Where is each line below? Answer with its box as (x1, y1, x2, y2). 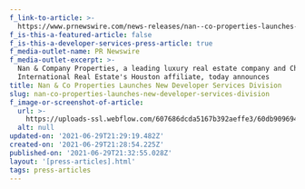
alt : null (17, 124, 54, 133)
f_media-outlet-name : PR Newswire (9, 47, 141, 56)
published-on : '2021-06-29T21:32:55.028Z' (9, 148, 172, 157)
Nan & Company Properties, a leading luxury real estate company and (17, 65, 286, 74)
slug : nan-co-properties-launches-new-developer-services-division (9, 89, 271, 98)
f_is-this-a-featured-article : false (9, 30, 152, 39)
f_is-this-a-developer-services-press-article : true (9, 38, 213, 48)
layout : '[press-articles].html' (9, 156, 136, 166)
